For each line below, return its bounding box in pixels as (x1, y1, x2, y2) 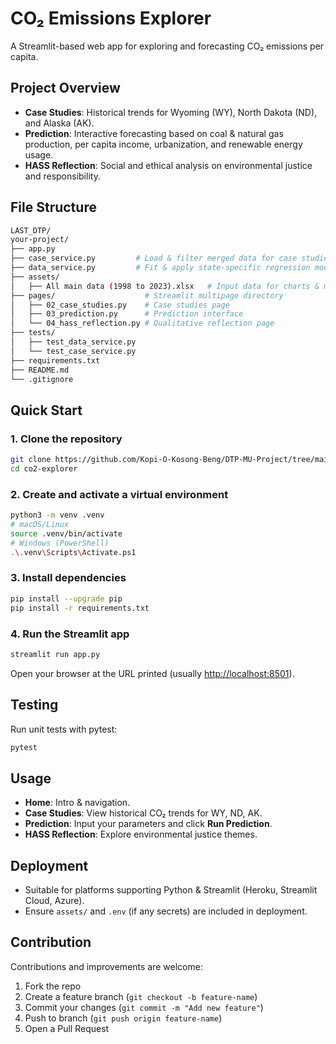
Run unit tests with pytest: (10, 723, 118, 735)
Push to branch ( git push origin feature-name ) (24, 1012, 223, 1024)
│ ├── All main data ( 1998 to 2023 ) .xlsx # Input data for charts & (10, 281, 320, 291)
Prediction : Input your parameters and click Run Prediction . (24, 818, 273, 830)
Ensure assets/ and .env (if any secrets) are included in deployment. (24, 905, 308, 917)
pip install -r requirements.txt (10, 603, 150, 613)
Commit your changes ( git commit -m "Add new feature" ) (24, 1001, 264, 1013)
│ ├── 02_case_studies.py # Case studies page (10, 300, 230, 310)
